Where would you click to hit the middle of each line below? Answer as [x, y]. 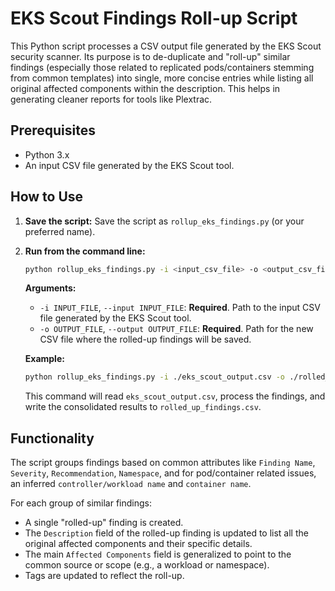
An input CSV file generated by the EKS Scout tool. [129, 165]
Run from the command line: [85, 251]
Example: [44, 359]
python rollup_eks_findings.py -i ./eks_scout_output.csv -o [155, 377]
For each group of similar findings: [81, 503]
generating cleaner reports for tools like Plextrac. [111, 99]
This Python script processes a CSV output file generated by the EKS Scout [166, 46]
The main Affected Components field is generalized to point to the [158, 554]
